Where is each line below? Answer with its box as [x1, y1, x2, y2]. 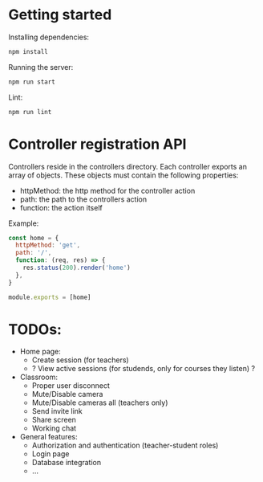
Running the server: [8, 62, 74, 71]
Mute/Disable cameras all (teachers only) [31, 398, 168, 407]
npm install [8, 47, 48, 55]
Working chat [31, 423, 77, 433]
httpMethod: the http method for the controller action [19, 186, 196, 195]
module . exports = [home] [8, 293, 91, 301]
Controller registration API [8, 135, 187, 153]
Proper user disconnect [31, 381, 110, 390]
